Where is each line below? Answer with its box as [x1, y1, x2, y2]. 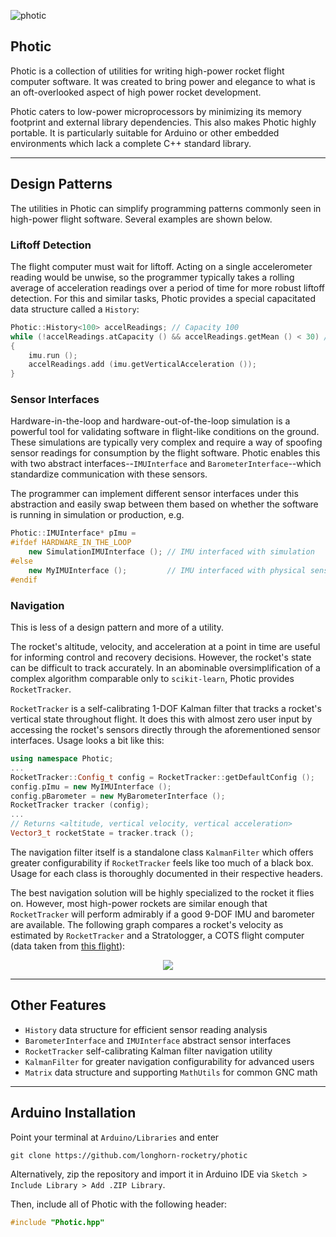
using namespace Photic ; [10, 754, 114, 764]
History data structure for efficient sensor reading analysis [24, 1023, 268, 1035]
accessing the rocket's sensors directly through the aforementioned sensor [10, 724, 321, 736]
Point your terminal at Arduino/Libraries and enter [10, 1131, 220, 1143]
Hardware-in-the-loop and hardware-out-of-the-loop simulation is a [10, 415, 291, 427]
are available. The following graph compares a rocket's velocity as [10, 918, 284, 930]
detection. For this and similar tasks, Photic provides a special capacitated [10, 292, 317, 304]
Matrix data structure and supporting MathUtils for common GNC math [24, 1066, 318, 1078]
